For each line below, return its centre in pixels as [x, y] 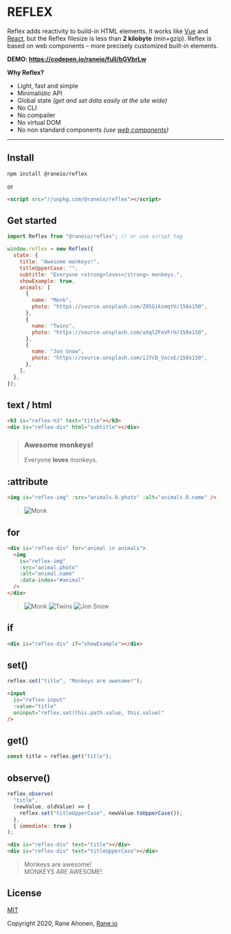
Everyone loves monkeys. [60, 460]
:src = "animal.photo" [49, 567]
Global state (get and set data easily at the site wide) [92, 100]
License [24, 893]
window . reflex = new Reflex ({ [51, 249]
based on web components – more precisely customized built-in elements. [113, 45]
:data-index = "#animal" [52, 580]
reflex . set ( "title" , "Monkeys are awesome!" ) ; [75, 681]
